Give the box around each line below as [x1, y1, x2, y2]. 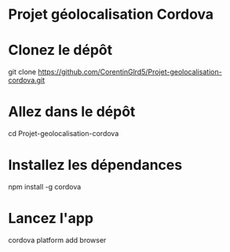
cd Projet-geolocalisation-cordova [8, 129, 119, 139]
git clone [8, 67, 37, 77]
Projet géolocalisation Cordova [8, 5, 214, 23]
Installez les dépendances [8, 157, 183, 174]
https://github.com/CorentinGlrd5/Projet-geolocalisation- [38, 67, 222, 77]
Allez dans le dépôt [8, 103, 136, 121]
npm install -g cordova [8, 182, 82, 191]
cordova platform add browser [8, 235, 107, 244]
